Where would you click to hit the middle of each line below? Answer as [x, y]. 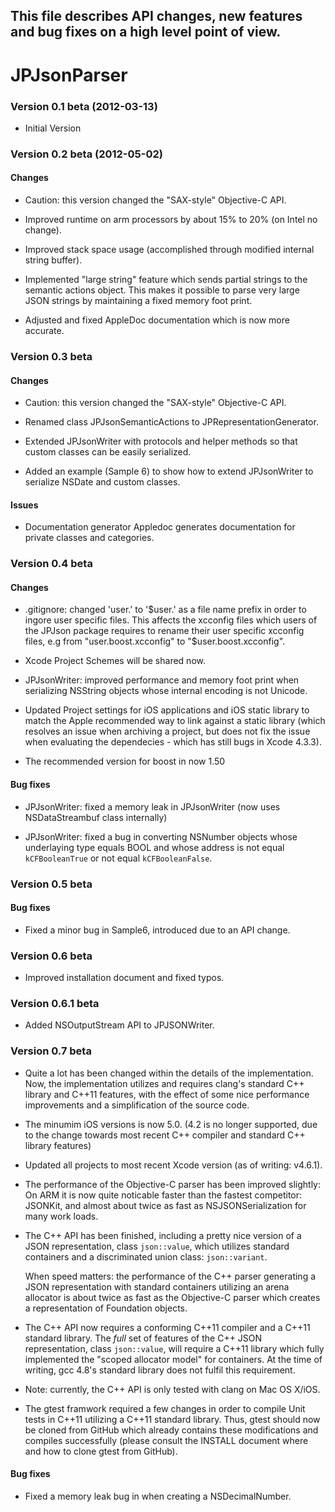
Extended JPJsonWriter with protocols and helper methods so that [161, 441]
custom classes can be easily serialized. [108, 452]
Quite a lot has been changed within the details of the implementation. [169, 1073]
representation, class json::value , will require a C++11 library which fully [174, 1348]
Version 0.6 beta [51, 956]
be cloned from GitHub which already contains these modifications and [171, 1430]
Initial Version [53, 128]
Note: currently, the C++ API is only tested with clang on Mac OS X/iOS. [172, 1389]
